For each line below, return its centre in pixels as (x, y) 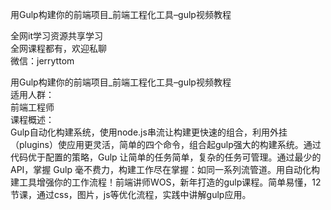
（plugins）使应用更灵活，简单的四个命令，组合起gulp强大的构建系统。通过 (166, 144)
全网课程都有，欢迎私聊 (58, 48)
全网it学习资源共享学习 (56, 36)
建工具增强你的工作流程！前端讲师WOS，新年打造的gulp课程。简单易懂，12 (166, 182)
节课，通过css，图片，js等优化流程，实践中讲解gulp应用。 (131, 194)
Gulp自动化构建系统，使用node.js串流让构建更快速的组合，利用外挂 (149, 132)
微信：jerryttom (42, 61)
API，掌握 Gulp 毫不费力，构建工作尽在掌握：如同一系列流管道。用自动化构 (165, 169)
